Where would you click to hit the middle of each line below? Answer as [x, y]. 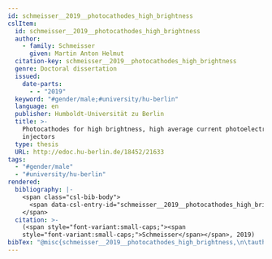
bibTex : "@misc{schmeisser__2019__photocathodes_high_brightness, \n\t [130, 243]
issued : [28, 76]
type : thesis [37, 144]
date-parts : [42, 84]
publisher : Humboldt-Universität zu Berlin [89, 114]
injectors [39, 136]
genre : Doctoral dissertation [66, 69]
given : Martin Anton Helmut [77, 54]
